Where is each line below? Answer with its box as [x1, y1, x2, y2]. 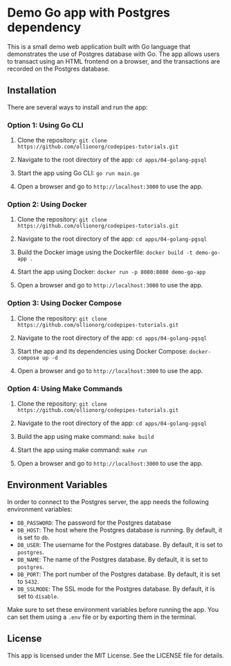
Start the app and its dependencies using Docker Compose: [17, 347, 188, 355]
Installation [7, 84, 57, 96]
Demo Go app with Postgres [7, 5, 171, 21]
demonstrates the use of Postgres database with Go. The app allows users [7, 50, 220, 58]
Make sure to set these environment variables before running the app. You [7, 605, 219, 613]
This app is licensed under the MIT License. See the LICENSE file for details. [7, 651, 225, 659]
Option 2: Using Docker [7, 199, 88, 209]
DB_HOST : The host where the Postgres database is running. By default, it [17, 525, 223, 534]
